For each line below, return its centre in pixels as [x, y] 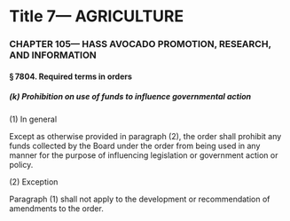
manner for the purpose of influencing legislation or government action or [144, 155]
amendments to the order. [56, 208]
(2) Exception [34, 182]
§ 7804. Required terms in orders [71, 76]
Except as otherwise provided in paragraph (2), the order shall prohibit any [145, 136]
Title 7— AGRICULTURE [97, 16]
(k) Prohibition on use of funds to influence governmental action [130, 97]
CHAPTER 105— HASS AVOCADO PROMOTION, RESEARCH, [141, 44]
